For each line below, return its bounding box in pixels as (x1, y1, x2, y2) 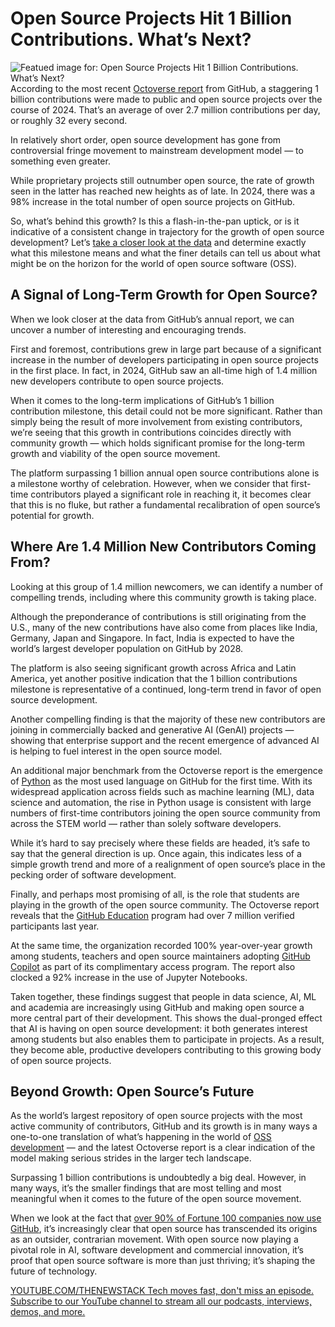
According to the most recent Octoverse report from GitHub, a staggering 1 (10, 82, 320, 94)
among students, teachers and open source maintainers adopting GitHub (10, 950, 311, 962)
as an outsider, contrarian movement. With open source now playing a (10, 1233, 299, 1246)
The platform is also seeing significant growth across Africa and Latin (10, 662, 297, 674)
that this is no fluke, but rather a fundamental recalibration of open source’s (10, 498, 321, 511)
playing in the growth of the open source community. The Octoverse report (10, 898, 320, 911)
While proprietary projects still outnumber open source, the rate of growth (10, 174, 315, 186)
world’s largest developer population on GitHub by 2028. (10, 642, 244, 654)
